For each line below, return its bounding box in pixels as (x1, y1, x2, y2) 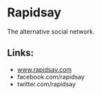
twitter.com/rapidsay (16, 80, 76, 88)
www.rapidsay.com (16, 65, 72, 73)
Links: (7, 47, 34, 59)
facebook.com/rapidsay (16, 72, 85, 81)
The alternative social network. (7, 27, 95, 36)
